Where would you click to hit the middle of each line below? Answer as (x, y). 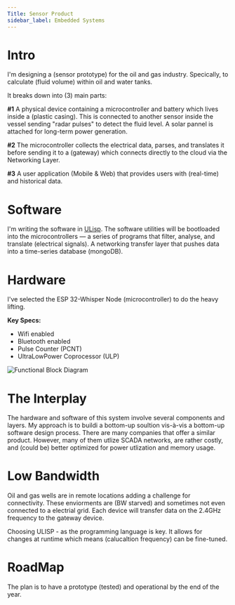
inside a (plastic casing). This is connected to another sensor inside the (110, 117)
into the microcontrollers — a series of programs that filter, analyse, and (111, 237)
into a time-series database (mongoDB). (65, 252)
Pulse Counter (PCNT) (49, 349)
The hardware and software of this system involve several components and (116, 418)
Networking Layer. (34, 160)
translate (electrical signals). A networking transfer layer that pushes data (113, 244)
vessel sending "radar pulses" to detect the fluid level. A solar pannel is (110, 124)
